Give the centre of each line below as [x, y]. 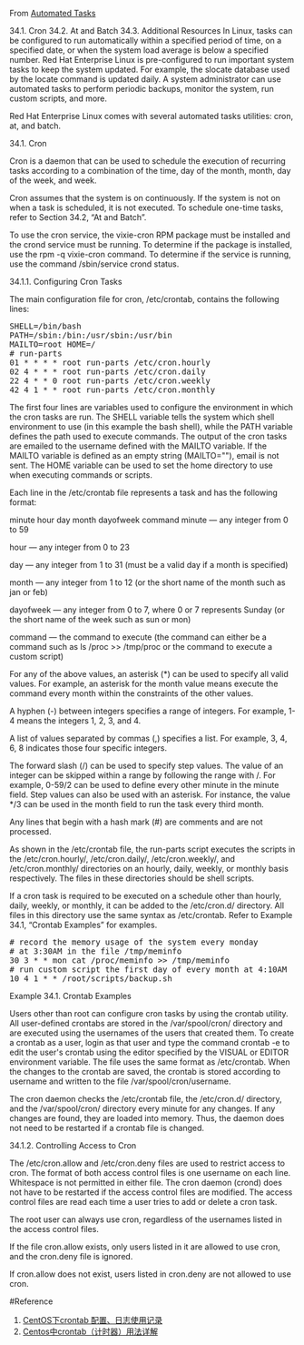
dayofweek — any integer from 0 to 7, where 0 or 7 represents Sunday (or [147, 610]
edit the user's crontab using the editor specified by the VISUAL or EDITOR [149, 1052]
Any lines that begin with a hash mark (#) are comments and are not [136, 822]
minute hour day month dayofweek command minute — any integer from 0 [149, 520]
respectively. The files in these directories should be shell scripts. [132, 878]
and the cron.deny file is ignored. [71, 1256]
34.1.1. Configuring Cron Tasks [66, 282]
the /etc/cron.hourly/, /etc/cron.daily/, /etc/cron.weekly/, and [123, 859]
